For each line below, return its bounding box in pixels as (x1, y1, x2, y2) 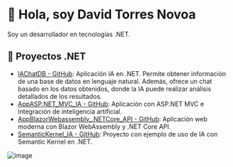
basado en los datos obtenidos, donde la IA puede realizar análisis (17, 85, 212, 93)
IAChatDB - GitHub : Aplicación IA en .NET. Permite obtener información (17, 69, 227, 77)
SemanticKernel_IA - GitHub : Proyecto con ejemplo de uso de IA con (17, 129, 218, 138)
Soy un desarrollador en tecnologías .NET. (7, 30, 131, 38)
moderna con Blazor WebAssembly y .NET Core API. (17, 122, 171, 131)
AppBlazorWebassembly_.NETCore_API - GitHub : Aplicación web (17, 114, 208, 123)
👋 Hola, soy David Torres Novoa (7, 6, 196, 23)
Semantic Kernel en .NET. (17, 137, 93, 146)
